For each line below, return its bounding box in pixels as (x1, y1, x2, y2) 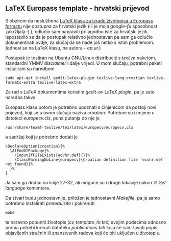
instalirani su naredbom (5, 65, 55, 71)
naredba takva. (5, 94, 37, 100)
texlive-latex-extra (37, 80, 81, 85)
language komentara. (5, 185, 51, 191)
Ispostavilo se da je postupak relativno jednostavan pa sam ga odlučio (5, 34, 153, 40)
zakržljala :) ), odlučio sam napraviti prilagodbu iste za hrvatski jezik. (5, 28, 149, 35)
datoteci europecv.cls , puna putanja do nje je (5, 115, 100, 121)
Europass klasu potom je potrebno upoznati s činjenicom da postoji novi (5, 104, 157, 110)
